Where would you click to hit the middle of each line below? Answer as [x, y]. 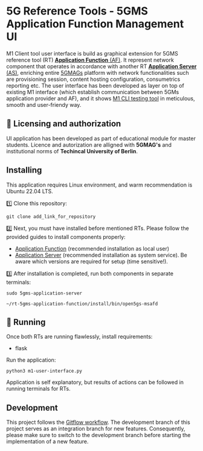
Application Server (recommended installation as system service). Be [101, 255]
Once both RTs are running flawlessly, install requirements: [79, 337]
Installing [24, 170]
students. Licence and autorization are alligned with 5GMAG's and [89, 145]
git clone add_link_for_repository [51, 216]
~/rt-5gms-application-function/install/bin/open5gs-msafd [82, 304]
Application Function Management [95, 24]
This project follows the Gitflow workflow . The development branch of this [98, 422]
